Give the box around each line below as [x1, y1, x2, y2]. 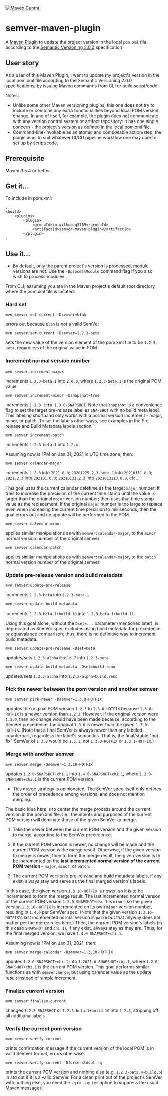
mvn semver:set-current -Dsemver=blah [5, 312, 86, 317]
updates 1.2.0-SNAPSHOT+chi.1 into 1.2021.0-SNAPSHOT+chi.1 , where [5, 958, 145, 964]
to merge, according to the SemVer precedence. [12, 831, 112, 838]
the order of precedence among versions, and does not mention [12, 791, 145, 797]
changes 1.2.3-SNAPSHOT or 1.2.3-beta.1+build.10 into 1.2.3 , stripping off [5, 1007, 159, 1013]
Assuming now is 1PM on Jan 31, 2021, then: [5, 940, 97, 946]
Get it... [5, 182, 29, 190]
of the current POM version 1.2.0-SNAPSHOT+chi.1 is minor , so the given [5, 898, 153, 904]
